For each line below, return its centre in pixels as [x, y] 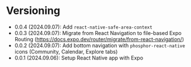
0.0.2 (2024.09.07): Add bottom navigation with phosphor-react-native [100, 45]
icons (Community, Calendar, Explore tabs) [66, 51]
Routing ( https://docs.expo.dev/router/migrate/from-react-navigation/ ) [99, 39]
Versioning [33, 11]
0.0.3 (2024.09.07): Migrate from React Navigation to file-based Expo [98, 33]
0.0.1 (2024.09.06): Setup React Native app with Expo [79, 58]
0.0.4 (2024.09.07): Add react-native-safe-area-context [84, 27]
